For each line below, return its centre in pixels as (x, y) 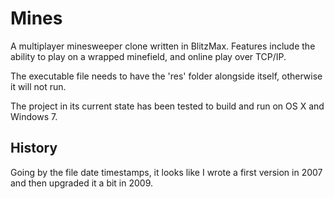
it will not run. (38, 86)
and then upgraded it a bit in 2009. (82, 183)
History (34, 148)
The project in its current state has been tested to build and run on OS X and (167, 106)
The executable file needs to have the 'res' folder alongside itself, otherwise (166, 76)
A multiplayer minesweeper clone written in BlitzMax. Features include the (163, 46)
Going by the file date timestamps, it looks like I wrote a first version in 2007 (166, 172)
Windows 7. (34, 116)
